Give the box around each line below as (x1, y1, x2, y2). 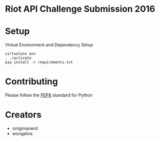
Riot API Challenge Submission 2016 (5, 3, 155, 15)
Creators (5, 109, 41, 121)
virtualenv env (5, 51, 36, 57)
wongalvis (12, 131, 33, 136)
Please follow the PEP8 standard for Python (5, 92, 93, 98)
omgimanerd (12, 125, 38, 131)
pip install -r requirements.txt (5, 60, 73, 65)
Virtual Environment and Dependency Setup (5, 42, 94, 48)
